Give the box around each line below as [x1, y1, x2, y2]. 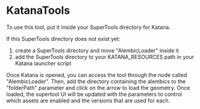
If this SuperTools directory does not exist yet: [6, 35, 120, 42]
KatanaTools [6, 4, 70, 17]
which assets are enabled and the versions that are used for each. [6, 97, 170, 104]
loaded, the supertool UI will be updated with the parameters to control [6, 90, 182, 98]
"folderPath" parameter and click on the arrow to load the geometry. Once [6, 84, 190, 91]
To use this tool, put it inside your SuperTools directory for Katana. [6, 23, 170, 31]
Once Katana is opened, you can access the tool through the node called [6, 71, 187, 78]
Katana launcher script [14, 60, 72, 67]
